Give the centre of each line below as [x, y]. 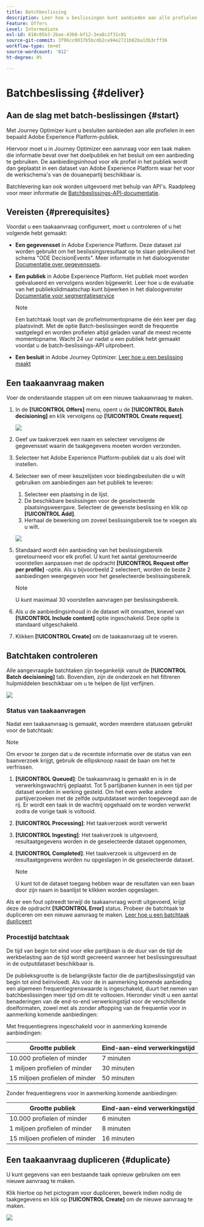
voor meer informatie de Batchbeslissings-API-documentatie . [83, 192]
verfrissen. [20, 767]
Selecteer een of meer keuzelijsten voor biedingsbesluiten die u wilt [100, 476]
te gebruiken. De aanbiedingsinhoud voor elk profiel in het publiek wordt [97, 161]
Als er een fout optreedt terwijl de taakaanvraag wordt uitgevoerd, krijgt [96, 902]
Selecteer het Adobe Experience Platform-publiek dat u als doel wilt [100, 458]
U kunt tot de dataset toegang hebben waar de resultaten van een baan [105, 884]
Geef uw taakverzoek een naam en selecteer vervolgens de [90, 439]
